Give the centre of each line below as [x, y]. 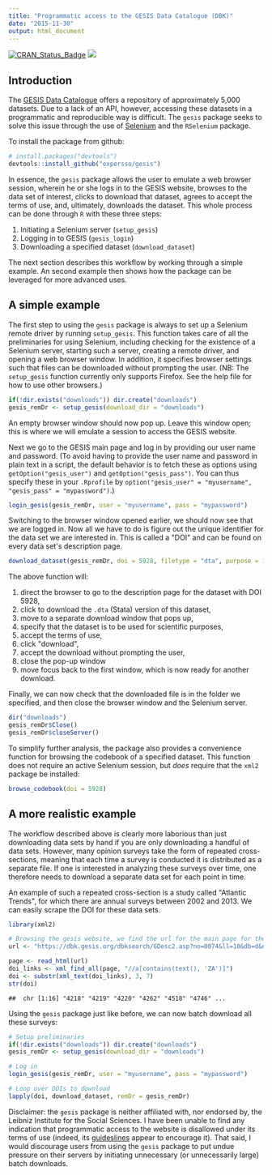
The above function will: [49, 577]
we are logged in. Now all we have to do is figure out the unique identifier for [136, 529]
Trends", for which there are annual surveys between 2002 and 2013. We [130, 901]
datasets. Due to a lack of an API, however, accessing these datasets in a [130, 109]
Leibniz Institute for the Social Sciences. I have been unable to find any [127, 1120]
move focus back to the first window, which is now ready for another [134, 670]
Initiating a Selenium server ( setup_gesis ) [89, 229]
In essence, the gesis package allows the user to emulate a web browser [130, 179]
